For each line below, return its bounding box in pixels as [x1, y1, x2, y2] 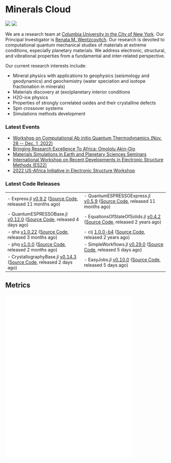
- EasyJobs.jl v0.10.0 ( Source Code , [83, 257, 161, 263]
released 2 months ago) [7, 247, 58, 253]
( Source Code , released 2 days [7, 259, 73, 265]
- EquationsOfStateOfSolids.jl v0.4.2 [83, 214, 161, 220]
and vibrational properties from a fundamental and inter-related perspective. [5, 53, 165, 59]
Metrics [5, 281, 31, 290]
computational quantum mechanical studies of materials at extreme [5, 42, 147, 48]
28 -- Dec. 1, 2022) [12, 141, 53, 147]
